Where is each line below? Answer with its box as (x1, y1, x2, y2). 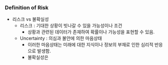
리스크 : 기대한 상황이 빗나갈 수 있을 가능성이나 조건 (19, 22, 122, 29)
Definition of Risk (5, 4, 49, 11)
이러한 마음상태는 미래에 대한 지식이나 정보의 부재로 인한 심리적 (27, 42, 154, 48)
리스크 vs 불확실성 (12, 16, 49, 22)
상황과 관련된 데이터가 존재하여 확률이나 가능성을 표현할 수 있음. (27, 29, 155, 35)
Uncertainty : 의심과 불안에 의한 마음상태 (19, 35, 102, 42)
